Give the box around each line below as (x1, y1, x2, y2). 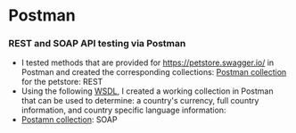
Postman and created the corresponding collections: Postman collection (21, 67, 287, 78)
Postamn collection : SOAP (21, 114, 118, 125)
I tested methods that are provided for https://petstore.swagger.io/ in (21, 57, 275, 68)
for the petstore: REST (21, 77, 103, 87)
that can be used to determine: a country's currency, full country (21, 96, 259, 106)
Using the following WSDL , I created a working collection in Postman (21, 86, 274, 96)
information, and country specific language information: (21, 104, 226, 116)
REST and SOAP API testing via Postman (8, 37, 186, 50)
